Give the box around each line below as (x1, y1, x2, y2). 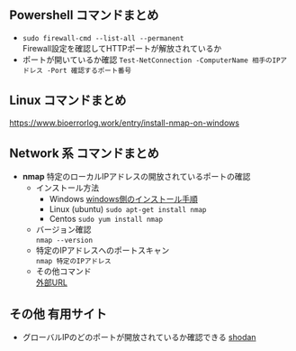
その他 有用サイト (9, 306, 107, 321)
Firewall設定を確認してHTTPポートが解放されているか (22, 42, 222, 53)
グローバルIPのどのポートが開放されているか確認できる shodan (22, 332, 256, 343)
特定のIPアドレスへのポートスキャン (35, 245, 170, 256)
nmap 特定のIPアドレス (35, 257, 112, 266)
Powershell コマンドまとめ (9, 7, 159, 23)
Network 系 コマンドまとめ (9, 146, 160, 162)
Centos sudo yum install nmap (49, 214, 164, 225)
